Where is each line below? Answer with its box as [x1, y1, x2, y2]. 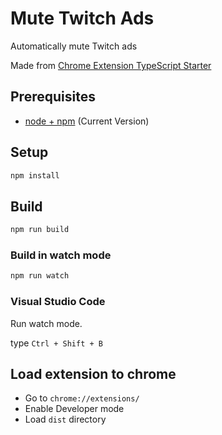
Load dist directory [24, 413, 107, 426]
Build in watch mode [10, 248, 112, 262]
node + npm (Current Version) [24, 115, 150, 127]
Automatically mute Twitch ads [10, 40, 138, 52]
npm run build [10, 225, 70, 235]
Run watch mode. [10, 317, 83, 329]
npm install [10, 170, 60, 181]
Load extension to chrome [10, 365, 177, 382]
